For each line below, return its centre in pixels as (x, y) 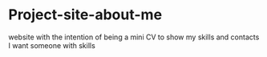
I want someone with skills (52, 45)
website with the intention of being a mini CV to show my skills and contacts (134, 37)
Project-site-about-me (85, 15)
